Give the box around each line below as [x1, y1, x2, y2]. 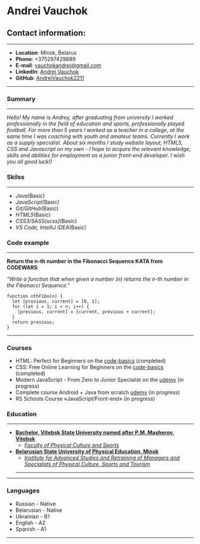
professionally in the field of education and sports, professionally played [7, 120, 185, 127]
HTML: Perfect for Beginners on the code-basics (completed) [15, 357, 166, 364]
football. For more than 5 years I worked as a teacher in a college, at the [7, 127, 185, 134]
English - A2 [15, 519, 46, 526]
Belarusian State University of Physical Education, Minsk [15, 448, 159, 455]
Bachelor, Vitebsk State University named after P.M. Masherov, [15, 429, 174, 436]
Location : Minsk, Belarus [15, 49, 77, 56]
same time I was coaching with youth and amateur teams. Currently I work [7, 133, 190, 140]
